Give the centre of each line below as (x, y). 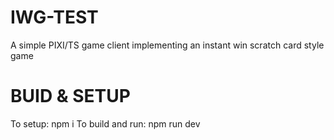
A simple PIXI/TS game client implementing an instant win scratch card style (167, 45)
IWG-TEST (54, 17)
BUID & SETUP (70, 96)
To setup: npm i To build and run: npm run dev (105, 123)
